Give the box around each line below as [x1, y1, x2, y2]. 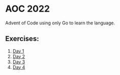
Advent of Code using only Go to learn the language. [5, 20, 115, 26]
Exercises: [5, 34, 39, 43]
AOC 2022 [5, 3, 50, 15]
